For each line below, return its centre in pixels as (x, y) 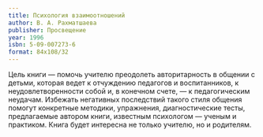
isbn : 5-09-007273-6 (42, 45)
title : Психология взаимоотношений (67, 15)
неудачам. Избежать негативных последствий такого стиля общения (125, 100)
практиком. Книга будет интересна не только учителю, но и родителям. (130, 124)
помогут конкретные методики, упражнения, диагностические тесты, (127, 108)
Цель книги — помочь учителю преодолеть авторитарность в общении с (131, 74)
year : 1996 (26, 37)
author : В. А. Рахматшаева (53, 23)
